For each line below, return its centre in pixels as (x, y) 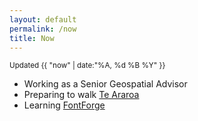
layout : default (43, 19)
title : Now (32, 38)
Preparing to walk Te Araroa (81, 95)
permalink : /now (43, 29)
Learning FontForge (64, 105)
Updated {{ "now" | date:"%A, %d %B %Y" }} (87, 66)
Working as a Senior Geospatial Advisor (105, 84)
